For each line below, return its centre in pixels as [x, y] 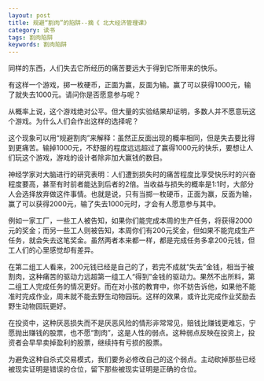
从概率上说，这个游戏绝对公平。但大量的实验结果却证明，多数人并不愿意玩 [128, 112]
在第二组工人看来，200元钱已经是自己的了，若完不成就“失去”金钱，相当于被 [131, 267]
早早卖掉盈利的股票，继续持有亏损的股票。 [97, 342]
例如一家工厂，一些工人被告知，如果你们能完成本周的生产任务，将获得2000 [130, 220]
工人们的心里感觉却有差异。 [53, 250]
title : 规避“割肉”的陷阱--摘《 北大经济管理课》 [79, 23]
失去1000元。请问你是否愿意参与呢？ [81, 94]
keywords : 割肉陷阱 [38, 45]
